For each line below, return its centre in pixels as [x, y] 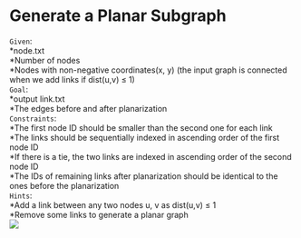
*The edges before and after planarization [88, 108]
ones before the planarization [64, 185]
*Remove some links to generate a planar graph [99, 214]
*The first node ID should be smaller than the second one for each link [141, 127]
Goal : [19, 89]
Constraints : [33, 118]
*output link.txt [37, 99]
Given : [21, 41]
